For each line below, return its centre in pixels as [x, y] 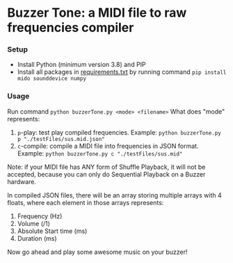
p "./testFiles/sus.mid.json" [61, 139]
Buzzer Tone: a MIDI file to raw [97, 13]
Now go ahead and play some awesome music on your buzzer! [97, 252]
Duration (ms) [37, 238]
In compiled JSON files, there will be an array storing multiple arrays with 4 [115, 195]
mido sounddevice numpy [52, 79]
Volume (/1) [34, 223]
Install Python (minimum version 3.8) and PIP [81, 65]
